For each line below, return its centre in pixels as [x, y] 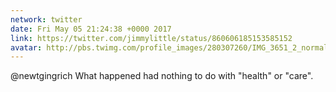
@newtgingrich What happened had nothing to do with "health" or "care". [162, 76]
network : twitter [46, 19]
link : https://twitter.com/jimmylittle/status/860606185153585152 [151, 38]
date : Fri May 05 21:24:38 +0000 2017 [91, 29]
